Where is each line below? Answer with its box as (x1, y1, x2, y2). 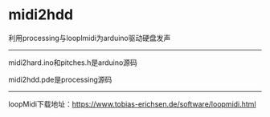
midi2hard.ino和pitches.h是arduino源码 (8, 58, 138, 67)
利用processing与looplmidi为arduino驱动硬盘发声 (8, 33, 171, 42)
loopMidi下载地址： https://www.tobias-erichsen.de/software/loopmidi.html (8, 99, 256, 109)
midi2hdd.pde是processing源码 (8, 75, 112, 84)
